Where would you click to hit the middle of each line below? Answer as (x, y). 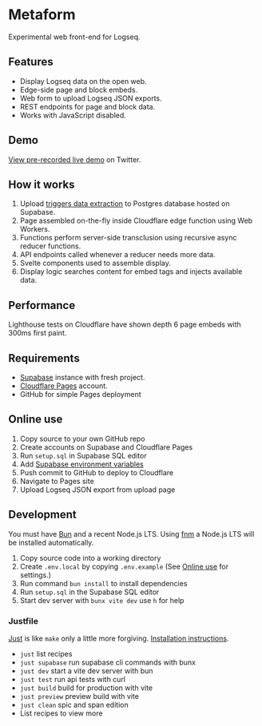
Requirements (44, 358)
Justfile (23, 621)
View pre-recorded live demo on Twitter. (75, 159)
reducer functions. (50, 246)
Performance (42, 305)
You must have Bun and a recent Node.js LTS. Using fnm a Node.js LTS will (131, 534)
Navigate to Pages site (57, 481)
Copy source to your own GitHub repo (82, 438)
